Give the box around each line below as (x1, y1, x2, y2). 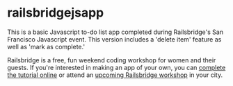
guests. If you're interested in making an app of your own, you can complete (7, 63, 226, 71)
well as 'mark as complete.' (7, 42, 86, 51)
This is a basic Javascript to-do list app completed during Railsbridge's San (7, 28, 224, 36)
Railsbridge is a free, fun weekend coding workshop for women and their (7, 55, 216, 64)
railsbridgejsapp (7, 5, 104, 21)
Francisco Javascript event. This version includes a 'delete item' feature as (7, 35, 222, 43)
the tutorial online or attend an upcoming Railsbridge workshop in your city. (7, 71, 223, 79)
